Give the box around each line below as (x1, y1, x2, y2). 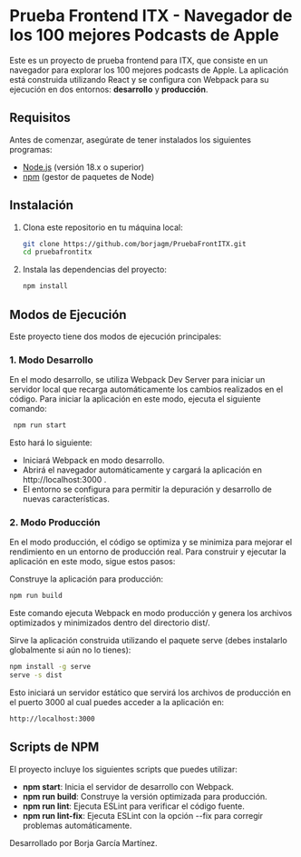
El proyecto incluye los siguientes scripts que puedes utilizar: (9, 763, 238, 774)
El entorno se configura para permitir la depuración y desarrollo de (22, 483, 272, 495)
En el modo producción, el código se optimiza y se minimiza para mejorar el (9, 537, 293, 548)
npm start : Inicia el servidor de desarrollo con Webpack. (22, 781, 234, 792)
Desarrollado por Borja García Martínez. (9, 837, 158, 848)
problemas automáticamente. (22, 820, 132, 831)
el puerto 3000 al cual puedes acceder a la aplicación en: (9, 697, 225, 708)
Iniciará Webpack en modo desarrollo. (22, 455, 165, 466)
